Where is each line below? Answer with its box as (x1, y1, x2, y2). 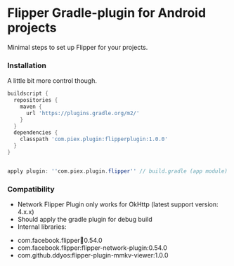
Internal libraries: (17, 222, 67, 231)
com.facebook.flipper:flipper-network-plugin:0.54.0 (17, 244, 167, 252)
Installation (7, 60, 47, 70)
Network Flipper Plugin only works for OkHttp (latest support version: (17, 200, 219, 208)
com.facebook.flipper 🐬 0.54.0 (17, 237, 103, 245)
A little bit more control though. (7, 77, 97, 85)
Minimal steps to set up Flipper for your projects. (7, 43, 148, 51)
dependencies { (13, 129, 58, 136)
